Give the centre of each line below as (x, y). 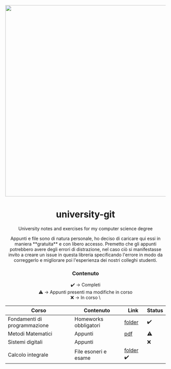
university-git (85, 215)
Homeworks (89, 319)
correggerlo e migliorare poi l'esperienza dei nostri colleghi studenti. (85, 260)
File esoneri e (91, 351)
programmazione (28, 326)
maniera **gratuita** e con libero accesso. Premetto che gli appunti (85, 244)
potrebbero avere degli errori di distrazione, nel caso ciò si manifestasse (85, 249)
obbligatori (88, 326)
